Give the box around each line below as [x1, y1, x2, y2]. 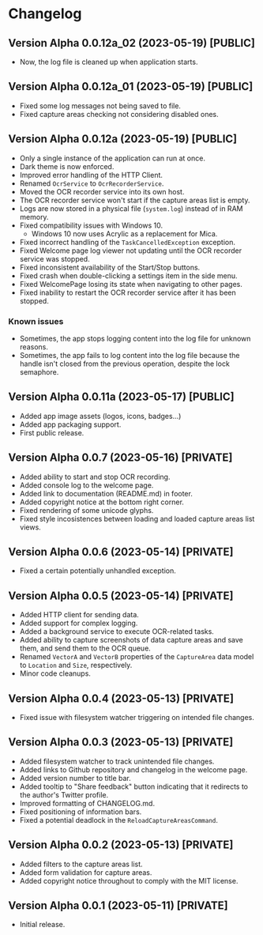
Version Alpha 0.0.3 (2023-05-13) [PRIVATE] [8, 736, 234, 749]
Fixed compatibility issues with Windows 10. [19, 221, 163, 230]
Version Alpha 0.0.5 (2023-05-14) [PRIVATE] [8, 589, 234, 602]
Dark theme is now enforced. [19, 161, 115, 171]
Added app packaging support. [19, 420, 122, 429]
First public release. [19, 428, 85, 437]
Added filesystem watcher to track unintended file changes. [19, 756, 215, 766]
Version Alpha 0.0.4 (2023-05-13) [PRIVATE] [8, 692, 235, 705]
